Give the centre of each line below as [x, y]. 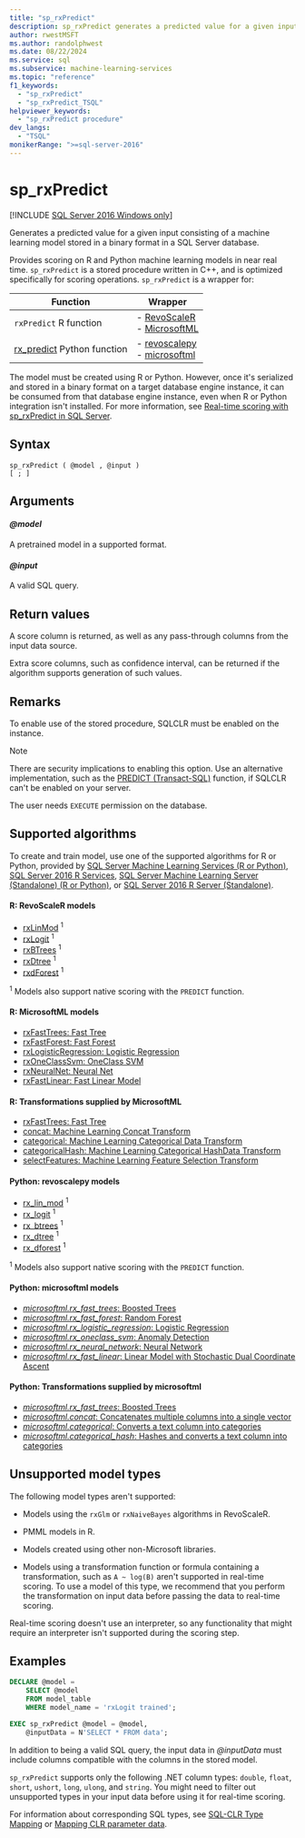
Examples [38, 1661]
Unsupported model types [85, 1474]
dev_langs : [30, 128]
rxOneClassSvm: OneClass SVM [83, 1062]
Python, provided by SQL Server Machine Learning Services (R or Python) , [149, 865]
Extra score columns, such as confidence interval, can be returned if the [144, 663]
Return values [50, 614]
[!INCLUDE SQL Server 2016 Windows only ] [91, 215]
